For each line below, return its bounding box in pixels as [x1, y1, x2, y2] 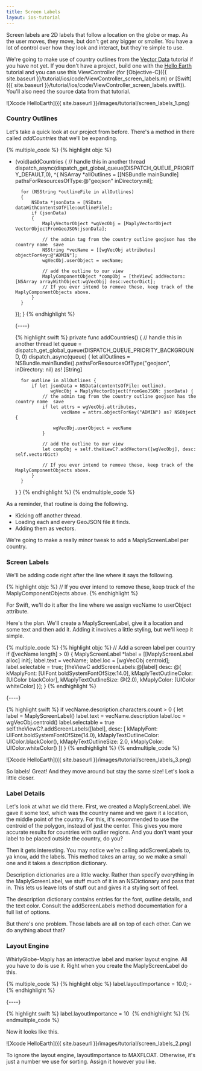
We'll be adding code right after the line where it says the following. [6, 572, 174, 579]
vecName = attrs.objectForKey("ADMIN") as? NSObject [61, 409, 197, 415]
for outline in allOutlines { [21, 377, 96, 383]
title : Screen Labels [6, 8, 61, 15]
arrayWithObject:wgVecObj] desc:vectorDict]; [39, 278, 156, 284]
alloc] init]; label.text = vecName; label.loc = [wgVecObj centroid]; [6, 657, 170, 664]
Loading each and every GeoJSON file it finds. [14, 518, 131, 525]
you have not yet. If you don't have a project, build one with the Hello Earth [6, 62, 192, 69]
